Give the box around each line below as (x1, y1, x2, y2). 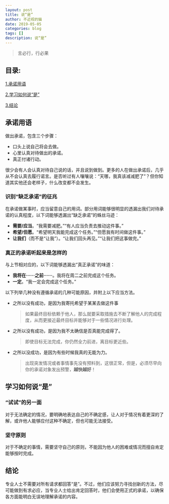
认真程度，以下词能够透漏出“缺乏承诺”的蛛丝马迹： (14, 212, 120, 218)
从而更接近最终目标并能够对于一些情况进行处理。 (34, 317, 136, 323)
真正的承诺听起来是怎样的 (5, 249, 67, 256)
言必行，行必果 (17, 50, 49, 56)
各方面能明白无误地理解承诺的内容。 (5, 493, 80, 499)
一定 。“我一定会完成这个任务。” (12, 279, 76, 285)
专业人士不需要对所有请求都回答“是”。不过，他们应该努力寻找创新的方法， (5, 481, 159, 487)
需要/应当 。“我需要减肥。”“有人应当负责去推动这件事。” (12, 223, 124, 229)
